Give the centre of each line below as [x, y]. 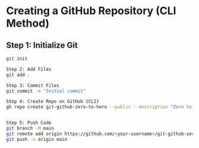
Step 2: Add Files [29, 69]
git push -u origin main [37, 139]
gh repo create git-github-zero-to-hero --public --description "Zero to [99, 107]
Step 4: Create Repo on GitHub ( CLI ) [53, 101]
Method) [28, 23]
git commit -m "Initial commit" [46, 91]
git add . [18, 75]
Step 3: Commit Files [33, 85]
